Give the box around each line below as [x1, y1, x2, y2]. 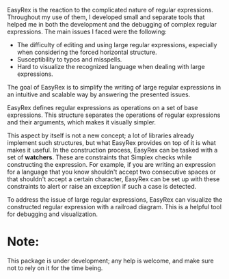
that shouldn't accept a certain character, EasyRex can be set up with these [7, 175, 220, 183]
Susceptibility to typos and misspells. [16, 55, 122, 64]
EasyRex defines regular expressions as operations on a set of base [7, 104, 198, 111]
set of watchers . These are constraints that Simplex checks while [7, 153, 192, 161]
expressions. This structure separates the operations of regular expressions [7, 111, 221, 119]
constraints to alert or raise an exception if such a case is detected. [7, 183, 197, 190]
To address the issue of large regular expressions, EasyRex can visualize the [7, 196, 223, 204]
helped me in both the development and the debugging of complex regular [7, 21, 217, 28]
